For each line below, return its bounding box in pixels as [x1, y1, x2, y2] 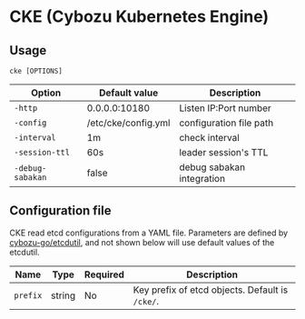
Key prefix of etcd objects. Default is [133, 284, 289, 296]
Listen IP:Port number [179, 102, 272, 115]
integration [179, 173, 225, 184]
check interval [179, 132, 241, 144]
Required [84, 268, 125, 281]
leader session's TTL [179, 146, 269, 158]
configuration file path [179, 116, 274, 129]
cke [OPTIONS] [9, 66, 64, 75]
